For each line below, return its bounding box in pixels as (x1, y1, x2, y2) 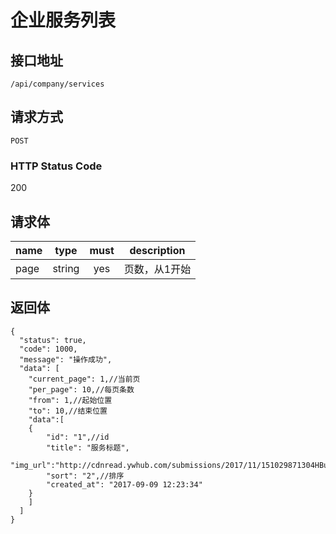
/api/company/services (10, 79, 105, 89)
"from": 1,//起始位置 (28, 395, 113, 405)
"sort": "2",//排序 (46, 471, 125, 481)
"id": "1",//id (46, 432, 110, 442)
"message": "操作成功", (19, 354, 113, 365)
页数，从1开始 (123, 262, 192, 276)
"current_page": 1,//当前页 (28, 374, 141, 384)
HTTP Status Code (10, 159, 103, 173)
